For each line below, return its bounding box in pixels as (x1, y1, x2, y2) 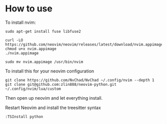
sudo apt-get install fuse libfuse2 (5, 29, 81, 34)
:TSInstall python (5, 114, 43, 119)
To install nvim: (5, 19, 36, 25)
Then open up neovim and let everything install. (5, 95, 103, 101)
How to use (5, 3, 53, 14)
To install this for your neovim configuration (5, 68, 94, 74)
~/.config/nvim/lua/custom (5, 86, 61, 91)
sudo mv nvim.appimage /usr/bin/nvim (5, 59, 83, 64)
